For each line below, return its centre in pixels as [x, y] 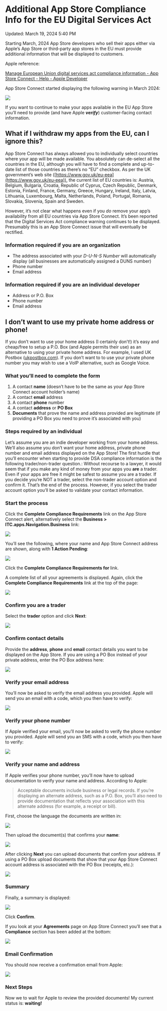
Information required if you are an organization [63, 245]
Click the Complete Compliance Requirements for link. [62, 568]
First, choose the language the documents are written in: [63, 816]
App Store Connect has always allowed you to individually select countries [82, 153]
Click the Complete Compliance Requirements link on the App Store [76, 514]
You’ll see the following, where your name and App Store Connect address [82, 544]
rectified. [14, 232]
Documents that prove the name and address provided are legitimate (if [86, 413]
